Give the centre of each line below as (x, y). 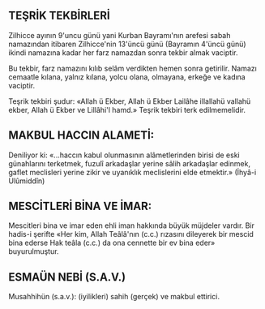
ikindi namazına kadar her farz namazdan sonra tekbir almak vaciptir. (123, 52)
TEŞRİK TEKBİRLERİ (60, 16)
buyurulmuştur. (34, 251)
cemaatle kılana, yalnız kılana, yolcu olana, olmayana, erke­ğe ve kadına (127, 77)
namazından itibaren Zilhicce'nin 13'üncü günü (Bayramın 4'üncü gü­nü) (127, 44)
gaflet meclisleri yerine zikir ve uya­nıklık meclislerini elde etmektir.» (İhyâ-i (132, 172)
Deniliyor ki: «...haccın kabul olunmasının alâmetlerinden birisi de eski (124, 155)
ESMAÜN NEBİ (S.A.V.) (67, 277)
